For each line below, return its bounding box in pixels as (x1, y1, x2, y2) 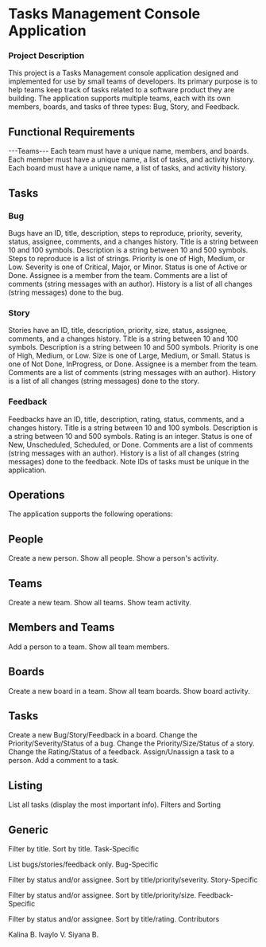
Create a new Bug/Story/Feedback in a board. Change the (8, 730, 198, 740)
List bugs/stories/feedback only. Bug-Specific (8, 859, 159, 869)
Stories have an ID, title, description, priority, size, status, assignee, (8, 326, 228, 335)
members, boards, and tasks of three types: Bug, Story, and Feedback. (8, 102, 241, 112)
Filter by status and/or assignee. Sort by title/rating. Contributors (8, 914, 220, 924)
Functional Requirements (8, 125, 135, 139)
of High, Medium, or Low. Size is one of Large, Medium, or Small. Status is (8, 351, 251, 361)
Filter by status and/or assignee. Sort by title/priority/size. (8, 890, 197, 900)
